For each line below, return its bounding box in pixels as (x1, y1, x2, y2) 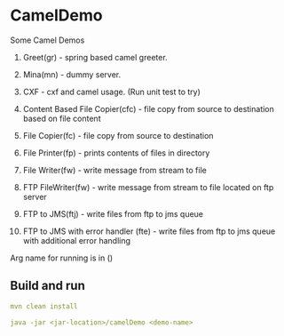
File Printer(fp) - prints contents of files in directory (22, 148, 210, 158)
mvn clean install (10, 301, 78, 311)
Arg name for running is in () (10, 252, 114, 263)
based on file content (22, 113, 101, 124)
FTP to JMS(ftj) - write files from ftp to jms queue (22, 208, 203, 219)
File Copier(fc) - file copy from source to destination (22, 130, 214, 140)
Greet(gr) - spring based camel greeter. (22, 52, 168, 62)
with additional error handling (22, 235, 131, 245)
